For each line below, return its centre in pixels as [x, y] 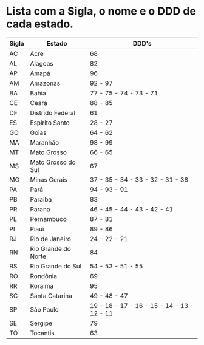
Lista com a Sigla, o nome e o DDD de [101, 11]
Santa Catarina [51, 296]
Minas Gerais [49, 179]
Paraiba [41, 199]
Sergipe [41, 323]
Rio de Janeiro [51, 239]
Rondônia [44, 276]
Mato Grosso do [53, 162]
